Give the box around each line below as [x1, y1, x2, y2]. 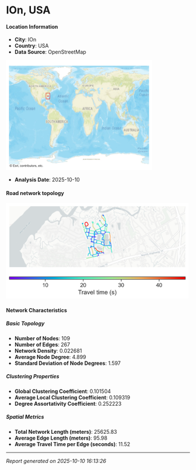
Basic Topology [6, 320, 45, 327]
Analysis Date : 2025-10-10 [14, 176, 80, 183]
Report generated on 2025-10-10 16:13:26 [6, 457, 107, 464]
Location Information [6, 23, 58, 30]
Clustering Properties [6, 373, 60, 380]
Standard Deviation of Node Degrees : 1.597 [14, 360, 121, 367]
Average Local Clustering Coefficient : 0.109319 [14, 394, 130, 401]
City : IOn [14, 36, 37, 43]
